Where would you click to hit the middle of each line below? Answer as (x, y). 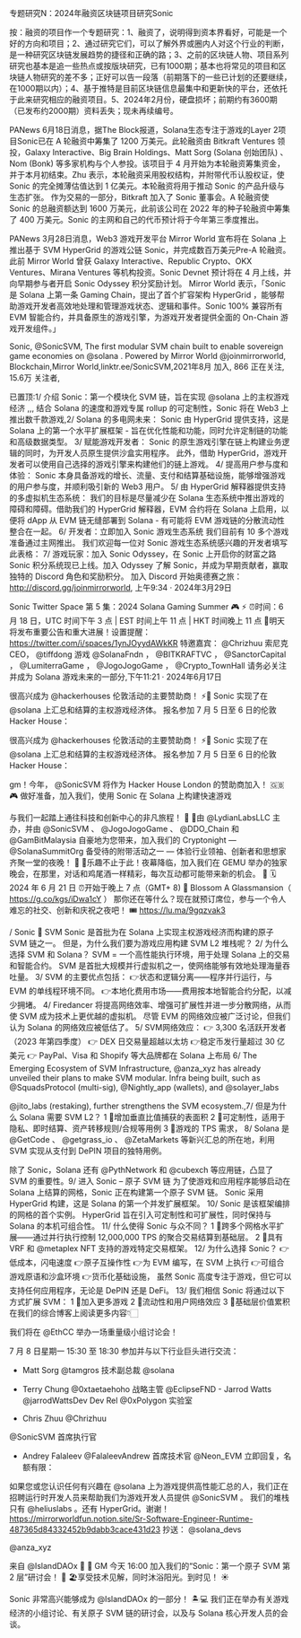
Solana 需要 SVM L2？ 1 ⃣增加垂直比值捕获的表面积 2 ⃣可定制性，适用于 (152, 1117)
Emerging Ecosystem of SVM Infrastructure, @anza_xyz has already (135, 1068)
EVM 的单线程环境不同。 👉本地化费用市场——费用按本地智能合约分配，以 (146, 991)
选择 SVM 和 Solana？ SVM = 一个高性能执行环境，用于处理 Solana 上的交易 (150, 955)
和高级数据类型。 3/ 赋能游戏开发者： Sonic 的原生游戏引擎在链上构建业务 (146, 442)
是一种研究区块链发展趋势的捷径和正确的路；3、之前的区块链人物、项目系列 (149, 55)
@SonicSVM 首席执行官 (53, 1437)
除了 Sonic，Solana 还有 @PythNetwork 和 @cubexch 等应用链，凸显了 (141, 1170)
